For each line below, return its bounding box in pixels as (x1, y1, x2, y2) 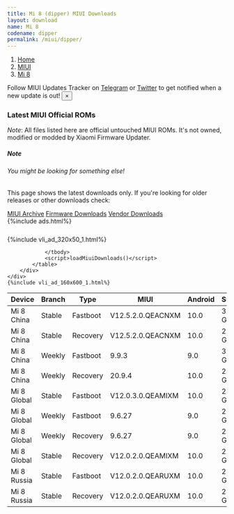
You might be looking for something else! (7, 167, 125, 175)
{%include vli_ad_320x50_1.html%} (7, 235, 107, 243)
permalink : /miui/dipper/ (7, 36, 82, 43)
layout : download (7, 17, 58, 24)
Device (10, 294, 35, 304)
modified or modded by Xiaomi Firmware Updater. (7, 133, 151, 142)
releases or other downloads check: (7, 196, 111, 204)
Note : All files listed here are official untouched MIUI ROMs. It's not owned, (7, 126, 222, 135)
